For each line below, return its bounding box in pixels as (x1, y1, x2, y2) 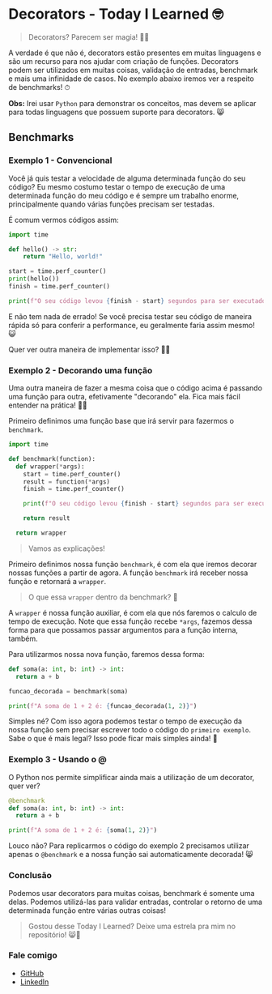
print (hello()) (8, 275, 60, 284)
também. (8, 634, 38, 643)
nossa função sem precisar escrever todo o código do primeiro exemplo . (8, 725, 251, 735)
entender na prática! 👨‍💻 (8, 400, 87, 410)
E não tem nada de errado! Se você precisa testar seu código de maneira (8, 311, 253, 321)
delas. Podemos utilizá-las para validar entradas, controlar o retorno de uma (8, 897, 263, 907)
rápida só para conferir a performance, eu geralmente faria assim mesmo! (8, 320, 255, 330)
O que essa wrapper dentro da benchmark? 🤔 (28, 592, 178, 602)
